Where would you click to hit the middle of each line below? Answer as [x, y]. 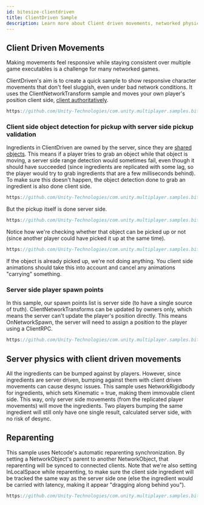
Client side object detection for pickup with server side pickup [100, 126]
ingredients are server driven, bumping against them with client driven [94, 380]
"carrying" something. [34, 273]
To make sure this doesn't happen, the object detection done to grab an [96, 180]
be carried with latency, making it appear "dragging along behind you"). [96, 484]
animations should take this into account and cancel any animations [91, 267]
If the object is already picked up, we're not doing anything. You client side [100, 261]
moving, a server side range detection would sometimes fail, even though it [100, 160]
